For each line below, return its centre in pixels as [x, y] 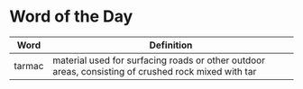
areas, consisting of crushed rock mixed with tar [155, 71]
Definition [171, 45]
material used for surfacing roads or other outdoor [159, 60]
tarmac [29, 66]
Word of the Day [71, 17]
